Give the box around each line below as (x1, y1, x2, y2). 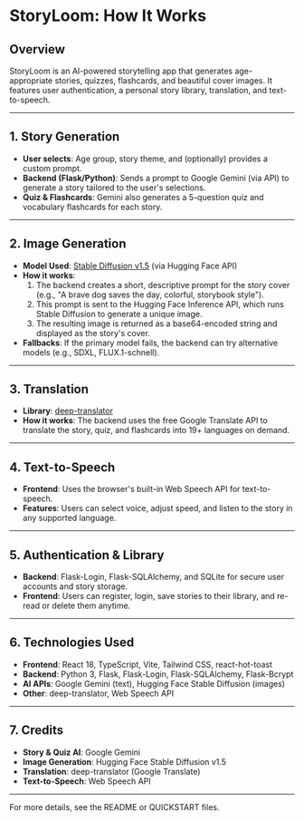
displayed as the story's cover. (35, 327, 151, 338)
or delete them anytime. (42, 600, 131, 612)
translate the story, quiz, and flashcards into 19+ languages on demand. (22, 425, 290, 436)
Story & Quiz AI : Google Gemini (22, 747, 141, 758)
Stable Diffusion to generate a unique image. (35, 308, 203, 319)
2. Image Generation (9, 237, 127, 252)
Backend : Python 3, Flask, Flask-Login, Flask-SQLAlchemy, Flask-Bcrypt (22, 668, 294, 680)
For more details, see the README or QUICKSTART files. (9, 801, 220, 812)
